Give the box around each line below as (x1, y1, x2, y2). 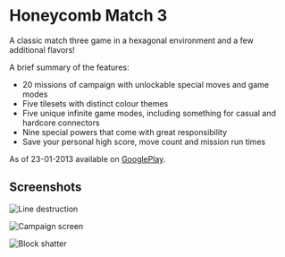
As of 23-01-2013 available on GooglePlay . (9, 153, 166, 164)
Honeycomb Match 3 (9, 5, 168, 26)
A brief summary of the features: (9, 62, 130, 73)
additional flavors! (9, 44, 76, 55)
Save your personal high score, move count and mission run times (21, 136, 266, 147)
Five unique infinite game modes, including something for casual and (21, 107, 277, 118)
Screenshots (9, 180, 82, 195)
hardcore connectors (21, 117, 100, 128)
